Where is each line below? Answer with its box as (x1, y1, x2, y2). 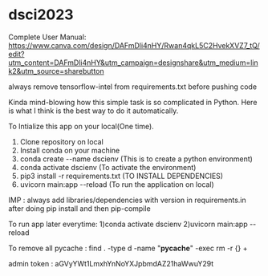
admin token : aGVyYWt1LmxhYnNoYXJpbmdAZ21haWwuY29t (8, 258, 214, 268)
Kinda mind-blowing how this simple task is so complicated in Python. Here (8, 97, 258, 107)
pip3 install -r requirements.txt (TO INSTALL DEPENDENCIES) (19, 171, 223, 181)
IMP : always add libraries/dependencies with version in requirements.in (8, 195, 246, 205)
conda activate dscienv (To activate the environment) (19, 162, 197, 172)
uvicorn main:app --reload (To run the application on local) (19, 179, 214, 189)
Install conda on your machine (19, 145, 120, 155)
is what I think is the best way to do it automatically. (8, 106, 179, 116)
